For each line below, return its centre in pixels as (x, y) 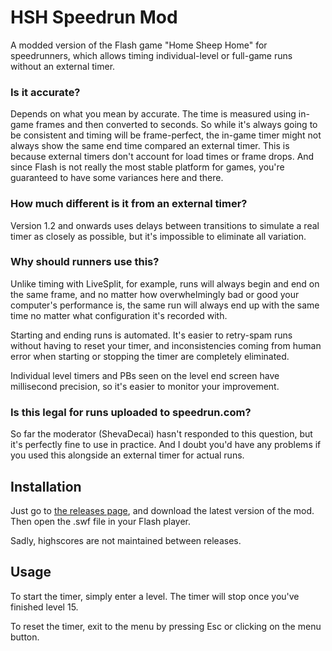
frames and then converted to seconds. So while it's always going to (176, 125)
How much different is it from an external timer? (129, 204)
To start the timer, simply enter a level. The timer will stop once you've (155, 596)
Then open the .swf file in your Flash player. (101, 521)
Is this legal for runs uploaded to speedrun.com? (131, 412)
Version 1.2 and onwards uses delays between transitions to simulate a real (165, 225)
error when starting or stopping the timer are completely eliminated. (150, 356)
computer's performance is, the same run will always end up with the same (165, 305)
